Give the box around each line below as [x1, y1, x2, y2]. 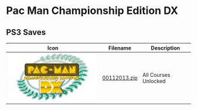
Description [151, 44, 181, 51]
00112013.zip [102, 74, 138, 81]
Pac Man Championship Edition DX [6, 4, 179, 17]
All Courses [142, 71, 171, 78]
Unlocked [142, 77, 166, 84]
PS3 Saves [6, 27, 46, 37]
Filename [108, 44, 132, 51]
